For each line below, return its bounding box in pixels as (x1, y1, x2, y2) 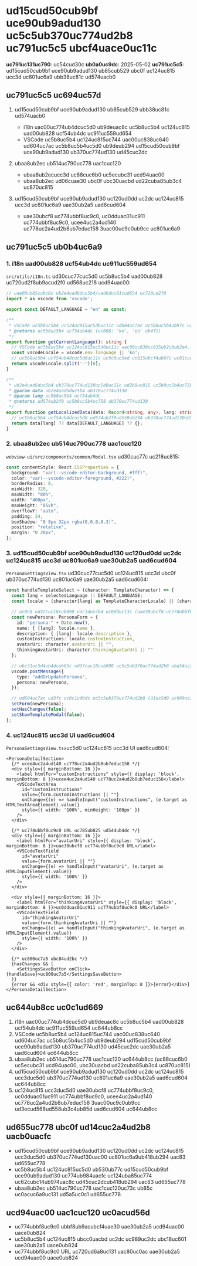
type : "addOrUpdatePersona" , (16, 674, 88, 680)
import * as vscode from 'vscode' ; (6, 296, 93, 302)
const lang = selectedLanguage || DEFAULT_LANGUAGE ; (11, 593, 143, 599)
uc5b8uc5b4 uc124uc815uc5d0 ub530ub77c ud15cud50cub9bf (14, 1166, 169, 1173)
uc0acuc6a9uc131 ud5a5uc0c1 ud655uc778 (14, 1190, 121, 1197)
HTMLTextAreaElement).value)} (6, 802, 80, 807)
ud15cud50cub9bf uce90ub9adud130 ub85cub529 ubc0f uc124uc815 (6, 67, 175, 74)
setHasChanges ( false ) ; (11, 707, 67, 712)
